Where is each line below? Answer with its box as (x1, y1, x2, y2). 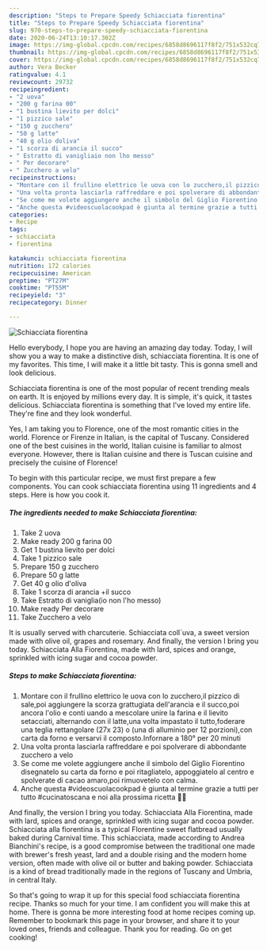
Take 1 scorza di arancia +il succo (20, 587, 132, 596)
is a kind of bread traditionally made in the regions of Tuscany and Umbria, (9, 866, 253, 876)
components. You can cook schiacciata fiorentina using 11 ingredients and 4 (9, 481, 257, 491)
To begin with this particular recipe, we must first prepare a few (9, 473, 216, 482)
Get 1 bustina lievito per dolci (20, 545, 116, 554)
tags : (9, 225, 27, 234)
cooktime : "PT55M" (9, 284, 70, 292)
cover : (9, 56, 31, 64)
